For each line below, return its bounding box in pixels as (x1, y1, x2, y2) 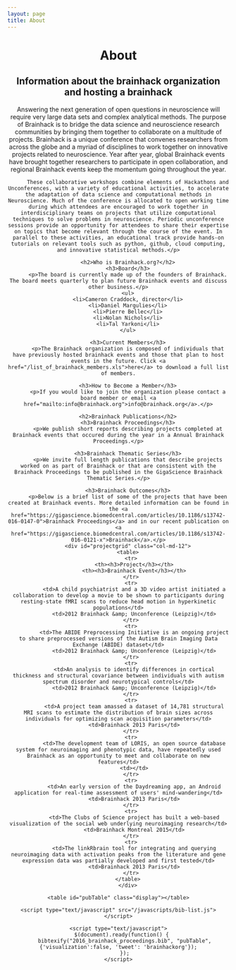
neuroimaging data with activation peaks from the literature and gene (11, 851, 226, 858)
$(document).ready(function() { (73, 931, 169, 938)
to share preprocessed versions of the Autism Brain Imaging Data (18, 635, 218, 642)
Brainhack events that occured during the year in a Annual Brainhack (13, 431, 224, 438)
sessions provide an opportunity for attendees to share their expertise (8, 221, 229, 229)
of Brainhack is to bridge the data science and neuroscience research (17, 120, 220, 128)
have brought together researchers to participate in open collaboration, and (8, 157, 228, 166)
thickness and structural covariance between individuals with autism (13, 672, 224, 679)
